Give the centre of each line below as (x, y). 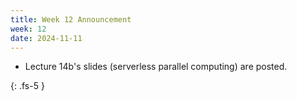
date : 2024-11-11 (46, 38)
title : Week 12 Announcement (71, 19)
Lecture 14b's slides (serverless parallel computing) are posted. (156, 67)
